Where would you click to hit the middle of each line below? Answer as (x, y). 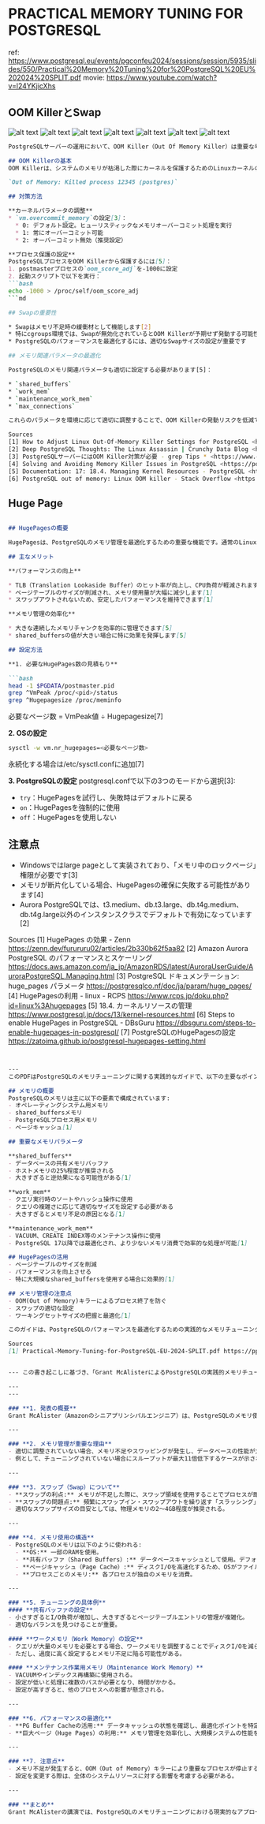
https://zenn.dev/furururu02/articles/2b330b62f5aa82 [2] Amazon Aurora (128, 948)
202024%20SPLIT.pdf (45, 77)
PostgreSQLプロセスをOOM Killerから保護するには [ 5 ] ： (90, 262)
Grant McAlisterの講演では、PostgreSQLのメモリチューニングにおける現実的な (123, 1812)
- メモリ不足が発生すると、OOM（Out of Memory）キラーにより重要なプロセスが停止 (128, 1769)
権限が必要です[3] (49, 875)
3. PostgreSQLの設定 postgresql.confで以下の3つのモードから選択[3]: (122, 781)
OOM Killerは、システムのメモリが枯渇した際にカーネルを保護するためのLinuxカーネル (131, 168)
